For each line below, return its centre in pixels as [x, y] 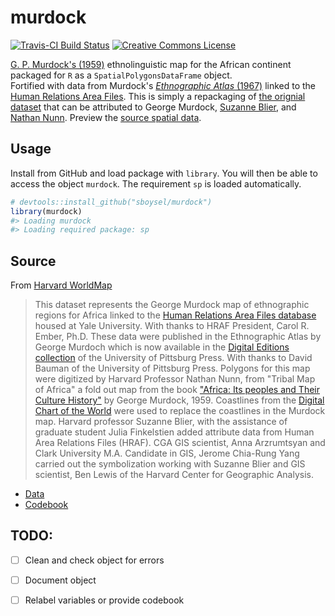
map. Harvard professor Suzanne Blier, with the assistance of [161, 422]
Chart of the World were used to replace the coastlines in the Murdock [180, 411]
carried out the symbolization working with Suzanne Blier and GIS [170, 464]
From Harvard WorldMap [61, 285]
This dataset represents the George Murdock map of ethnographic [172, 305]
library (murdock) [46, 211]
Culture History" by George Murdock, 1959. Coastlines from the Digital [179, 400]
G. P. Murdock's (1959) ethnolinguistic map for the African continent [151, 64]
